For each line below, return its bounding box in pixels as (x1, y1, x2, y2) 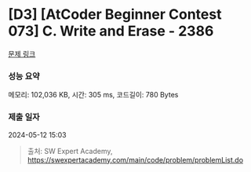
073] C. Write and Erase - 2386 (8, 22, 214, 40)
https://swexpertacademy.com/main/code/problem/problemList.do (27, 155, 244, 164)
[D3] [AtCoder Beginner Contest (8, 5, 222, 24)
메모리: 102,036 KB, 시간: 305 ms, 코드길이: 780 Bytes (8, 90, 179, 100)
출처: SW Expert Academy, (27, 146, 113, 156)
